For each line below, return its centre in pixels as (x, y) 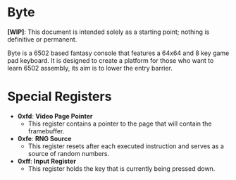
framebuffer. (46, 131)
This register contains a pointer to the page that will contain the (120, 124)
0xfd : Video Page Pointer (55, 116)
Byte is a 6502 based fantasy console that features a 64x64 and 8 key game (118, 53)
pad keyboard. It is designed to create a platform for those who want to (111, 60)
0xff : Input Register (46, 161)
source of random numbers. (69, 153)
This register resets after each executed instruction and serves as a (126, 146)
